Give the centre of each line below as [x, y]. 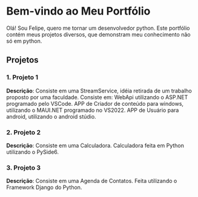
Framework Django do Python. [44, 187]
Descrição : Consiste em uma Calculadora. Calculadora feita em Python [95, 145]
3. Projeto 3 [24, 167]
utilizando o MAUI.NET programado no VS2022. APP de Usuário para [93, 110]
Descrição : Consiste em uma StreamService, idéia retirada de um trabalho [99, 91]
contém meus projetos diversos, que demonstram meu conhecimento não [98, 34]
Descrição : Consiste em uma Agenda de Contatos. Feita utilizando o [92, 181]
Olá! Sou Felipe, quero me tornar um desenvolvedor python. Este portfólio [98, 28]
